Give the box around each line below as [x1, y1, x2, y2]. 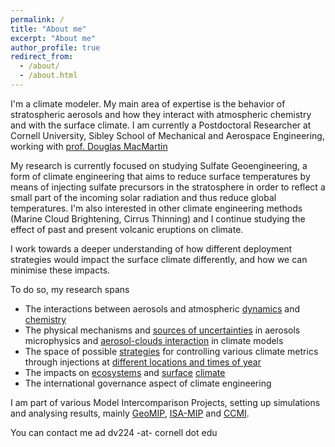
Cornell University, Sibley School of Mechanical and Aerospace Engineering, [10, 129, 325, 141]
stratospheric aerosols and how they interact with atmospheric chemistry [10, 108, 312, 120]
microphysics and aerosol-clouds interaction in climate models [24, 334, 284, 346]
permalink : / [10, 14, 65, 25]
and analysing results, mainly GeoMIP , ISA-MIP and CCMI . [10, 407, 250, 419]
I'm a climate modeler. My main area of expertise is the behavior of [10, 97, 286, 110]
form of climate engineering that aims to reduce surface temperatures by [10, 170, 311, 182]
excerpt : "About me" [10, 33, 97, 43]
